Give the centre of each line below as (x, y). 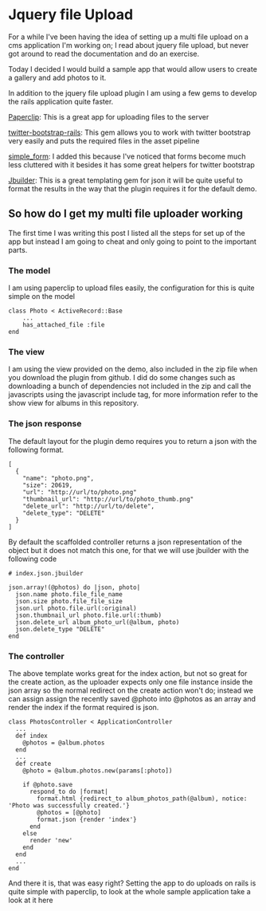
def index (31, 736)
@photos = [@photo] (69, 812)
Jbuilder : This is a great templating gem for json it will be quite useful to (126, 180)
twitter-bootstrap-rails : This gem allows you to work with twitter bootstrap (129, 132)
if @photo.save (48, 784)
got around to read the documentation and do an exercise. (104, 53)
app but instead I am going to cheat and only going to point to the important (132, 241)
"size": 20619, (48, 485)
